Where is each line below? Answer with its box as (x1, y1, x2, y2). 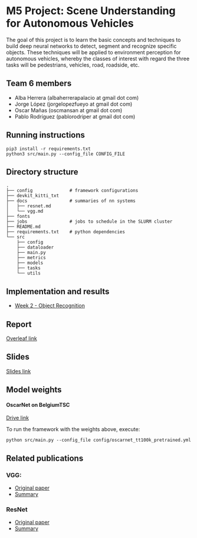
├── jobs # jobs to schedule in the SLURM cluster (6, 219, 173, 225)
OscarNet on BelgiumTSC (6, 401, 70, 408)
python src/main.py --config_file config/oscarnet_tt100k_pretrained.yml (6, 437, 192, 444)
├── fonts (6, 214, 31, 220)
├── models (17, 260, 44, 266)
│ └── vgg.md (6, 208, 44, 214)
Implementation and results (6, 286, 110, 296)
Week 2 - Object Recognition (14, 302, 86, 309)
